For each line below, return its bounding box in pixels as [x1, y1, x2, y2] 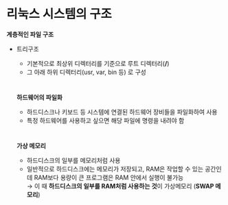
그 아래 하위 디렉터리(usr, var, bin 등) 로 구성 [26, 68, 147, 76]
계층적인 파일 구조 [6, 30, 54, 38]
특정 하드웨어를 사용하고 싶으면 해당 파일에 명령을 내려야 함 [26, 117, 185, 125]
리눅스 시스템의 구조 [6, 6, 113, 22]
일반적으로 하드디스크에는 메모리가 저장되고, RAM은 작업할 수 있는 [26, 165, 204, 173]
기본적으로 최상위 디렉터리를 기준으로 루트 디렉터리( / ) [26, 59, 170, 67]
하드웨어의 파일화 [16, 93, 63, 101]
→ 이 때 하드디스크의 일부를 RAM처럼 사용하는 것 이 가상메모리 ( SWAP [26, 182, 214, 191]
